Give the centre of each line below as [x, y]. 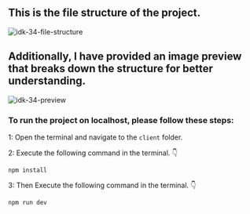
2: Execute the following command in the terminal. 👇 [93, 153]
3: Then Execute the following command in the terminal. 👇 [102, 185]
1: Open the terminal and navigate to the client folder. [96, 137]
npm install [28, 170]
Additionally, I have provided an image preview [125, 57]
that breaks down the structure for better [111, 69]
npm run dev [28, 202]
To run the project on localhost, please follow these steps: [121, 120]
